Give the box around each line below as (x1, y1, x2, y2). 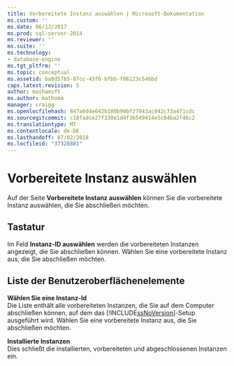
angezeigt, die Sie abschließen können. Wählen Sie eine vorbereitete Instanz (7, 247, 228, 255)
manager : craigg (7, 101, 54, 108)
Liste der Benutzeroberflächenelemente (7, 275, 185, 287)
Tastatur (7, 221, 45, 233)
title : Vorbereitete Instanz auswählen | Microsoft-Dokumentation (7, 10, 205, 17)
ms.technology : (7, 50, 52, 57)
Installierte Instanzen (7, 337, 71, 345)
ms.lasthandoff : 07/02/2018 (7, 134, 89, 141)
